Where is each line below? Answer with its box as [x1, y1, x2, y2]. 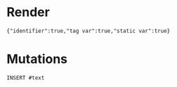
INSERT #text [6, 74, 45, 81]
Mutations [6, 51, 68, 67]
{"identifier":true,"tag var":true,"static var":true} [6, 27, 171, 34]
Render [6, 4, 50, 20]
